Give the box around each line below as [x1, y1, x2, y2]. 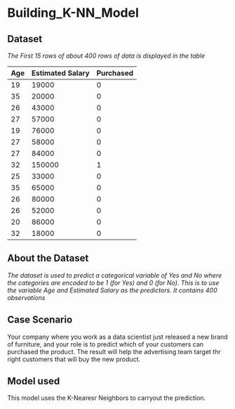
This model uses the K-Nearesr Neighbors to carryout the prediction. [7, 394, 206, 402]
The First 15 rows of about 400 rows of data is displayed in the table [7, 51, 206, 60]
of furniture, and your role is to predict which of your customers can [7, 339, 204, 349]
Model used [7, 375, 60, 387]
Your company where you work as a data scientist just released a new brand [7, 332, 228, 341]
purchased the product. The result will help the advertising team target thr [7, 347, 221, 356]
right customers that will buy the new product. [7, 355, 141, 363]
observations [7, 293, 46, 301]
